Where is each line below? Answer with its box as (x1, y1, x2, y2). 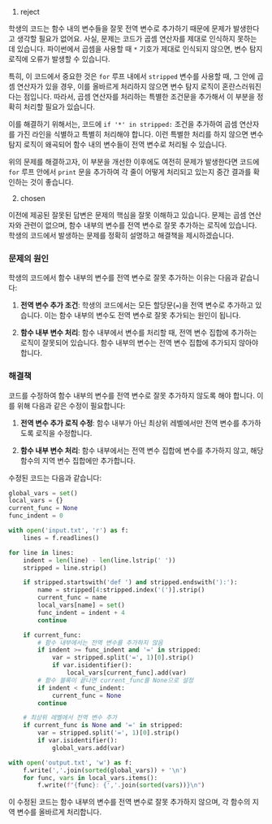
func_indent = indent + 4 (37, 608, 126, 617)
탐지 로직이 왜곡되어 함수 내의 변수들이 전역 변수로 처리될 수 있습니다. (8, 140, 227, 149)
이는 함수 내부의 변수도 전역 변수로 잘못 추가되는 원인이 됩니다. (44, 311, 241, 320)
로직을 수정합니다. (35, 428, 93, 438)
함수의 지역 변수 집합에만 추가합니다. (19, 456, 136, 465)
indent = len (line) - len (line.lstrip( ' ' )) (23, 556, 176, 565)
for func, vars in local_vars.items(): (23, 774, 158, 782)
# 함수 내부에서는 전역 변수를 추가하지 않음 (37, 639, 164, 647)
